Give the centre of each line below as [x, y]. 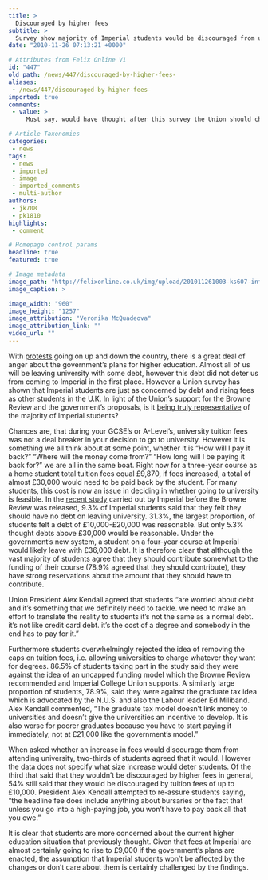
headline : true [33, 253]
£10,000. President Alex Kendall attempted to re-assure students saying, [127, 792]
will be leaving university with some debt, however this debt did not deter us [134, 373]
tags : [17, 156]
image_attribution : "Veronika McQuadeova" [80, 318]
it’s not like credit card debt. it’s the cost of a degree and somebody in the [129, 625]
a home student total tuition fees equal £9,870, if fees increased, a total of [130, 474]
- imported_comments [46, 186]
